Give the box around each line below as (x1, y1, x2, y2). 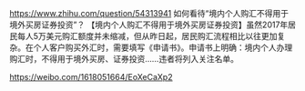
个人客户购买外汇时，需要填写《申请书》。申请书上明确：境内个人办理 (33, 42, 293, 53)
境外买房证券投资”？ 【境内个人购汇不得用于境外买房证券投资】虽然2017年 (9, 19, 289, 30)
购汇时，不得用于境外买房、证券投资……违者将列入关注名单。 (9, 54, 239, 64)
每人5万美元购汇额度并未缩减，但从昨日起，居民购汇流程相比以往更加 (16, 31, 278, 41)
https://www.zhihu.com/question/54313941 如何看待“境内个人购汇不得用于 (9, 8, 290, 18)
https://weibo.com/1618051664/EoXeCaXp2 (9, 72, 173, 82)
